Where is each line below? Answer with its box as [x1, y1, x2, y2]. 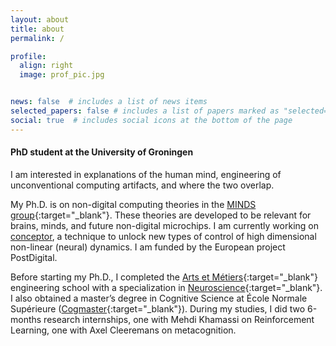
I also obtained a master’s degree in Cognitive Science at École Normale [10, 292, 308, 304]
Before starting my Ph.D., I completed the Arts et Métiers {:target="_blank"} [10, 271, 318, 283]
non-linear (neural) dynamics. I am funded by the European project [10, 241, 286, 253]
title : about [10, 24, 65, 34]
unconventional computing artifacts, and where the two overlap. [10, 179, 275, 191]
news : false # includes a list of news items [10, 97, 208, 107]
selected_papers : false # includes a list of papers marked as [10, 106, 280, 116]
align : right [19, 61, 74, 71]
